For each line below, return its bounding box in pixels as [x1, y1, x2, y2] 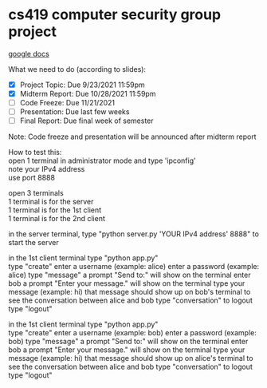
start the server [8, 238, 59, 247]
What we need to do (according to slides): [8, 64, 146, 73]
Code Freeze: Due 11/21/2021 [19, 98, 116, 108]
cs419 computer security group [8, 6, 222, 24]
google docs [8, 49, 49, 58]
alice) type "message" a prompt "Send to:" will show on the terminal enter [8, 270, 251, 280]
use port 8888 [8, 173, 56, 183]
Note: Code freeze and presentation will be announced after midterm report [8, 132, 257, 141]
